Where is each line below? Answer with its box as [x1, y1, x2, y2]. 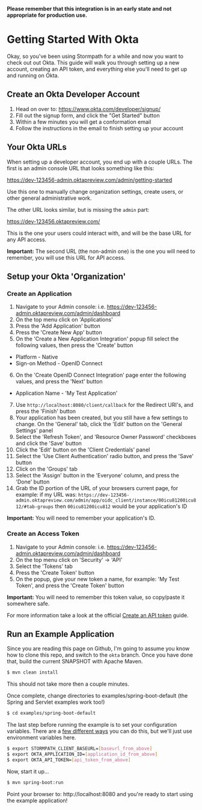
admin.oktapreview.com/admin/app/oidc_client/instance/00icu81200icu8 [15, 497, 197, 503]
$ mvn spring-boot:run [7, 779, 64, 785]
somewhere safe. [7, 600, 50, 607]
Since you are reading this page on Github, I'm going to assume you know [7, 645, 190, 652]
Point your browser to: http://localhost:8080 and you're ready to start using [7, 790, 194, 797]
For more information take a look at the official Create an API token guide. [7, 611, 189, 619]
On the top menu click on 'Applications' [15, 316, 113, 324]
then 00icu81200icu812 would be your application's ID [54, 503, 188, 510]
